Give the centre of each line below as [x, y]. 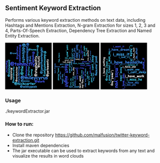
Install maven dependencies [41, 145]
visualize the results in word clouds [48, 156]
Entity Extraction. [23, 36]
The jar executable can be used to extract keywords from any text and [83, 151]
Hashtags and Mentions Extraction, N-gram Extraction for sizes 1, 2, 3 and [80, 25]
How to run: [19, 124]
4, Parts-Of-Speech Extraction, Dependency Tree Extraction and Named [78, 30]
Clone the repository [33, 135]
